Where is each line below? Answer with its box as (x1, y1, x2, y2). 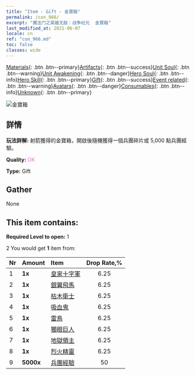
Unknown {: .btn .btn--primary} (17, 88, 92, 95)
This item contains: (6, 217, 79, 227)
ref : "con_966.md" (6, 36, 51, 42)
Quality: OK (6, 156, 35, 163)
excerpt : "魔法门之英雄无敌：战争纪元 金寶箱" (6, 20, 111, 25)
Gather (6, 184, 32, 194)
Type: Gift (6, 167, 31, 175)
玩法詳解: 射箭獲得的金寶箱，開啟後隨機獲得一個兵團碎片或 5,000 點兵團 (6, 137, 182, 144)
